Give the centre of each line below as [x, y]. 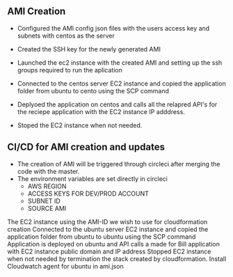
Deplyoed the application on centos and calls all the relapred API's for [117, 104]
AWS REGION [47, 186]
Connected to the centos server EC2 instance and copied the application [121, 84]
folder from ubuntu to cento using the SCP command [93, 90]
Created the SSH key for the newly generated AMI [89, 49]
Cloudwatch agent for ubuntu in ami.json [65, 266]
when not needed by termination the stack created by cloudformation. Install [117, 259]
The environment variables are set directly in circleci [93, 179]
